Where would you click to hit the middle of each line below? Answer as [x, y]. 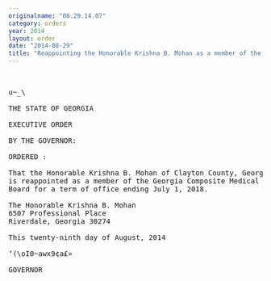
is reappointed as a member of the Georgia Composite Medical [134, 181]
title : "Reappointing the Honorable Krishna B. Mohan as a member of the [135, 53]
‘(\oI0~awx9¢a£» [40, 254]
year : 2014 [27, 31]
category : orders [38, 23]
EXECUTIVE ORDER [40, 125]
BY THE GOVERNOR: [42, 141]
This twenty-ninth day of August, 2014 [87, 238]
